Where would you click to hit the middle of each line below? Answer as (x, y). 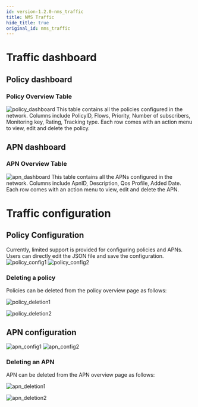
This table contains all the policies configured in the (120, 109)
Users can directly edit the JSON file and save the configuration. (85, 255)
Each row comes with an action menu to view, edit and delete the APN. (93, 189)
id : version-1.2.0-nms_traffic (45, 12)
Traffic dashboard (51, 58)
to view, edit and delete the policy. (48, 128)
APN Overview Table (37, 164)
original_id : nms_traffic (38, 28)
